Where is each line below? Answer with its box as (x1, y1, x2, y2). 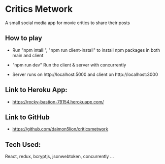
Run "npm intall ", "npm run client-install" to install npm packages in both (12, 47, 160, 53)
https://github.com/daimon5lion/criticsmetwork (12, 126, 108, 132)
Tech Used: (5, 140, 41, 149)
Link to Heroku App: (5, 86, 67, 94)
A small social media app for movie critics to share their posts (5, 20, 130, 26)
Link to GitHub (5, 113, 50, 121)
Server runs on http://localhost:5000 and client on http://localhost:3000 (12, 71, 158, 77)
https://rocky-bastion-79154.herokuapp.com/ (12, 98, 104, 104)
